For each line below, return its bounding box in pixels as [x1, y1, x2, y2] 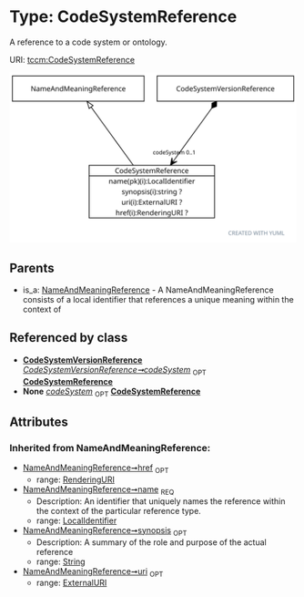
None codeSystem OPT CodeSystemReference [22, 386, 201, 398]
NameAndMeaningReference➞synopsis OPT [22, 524, 187, 538]
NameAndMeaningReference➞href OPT [22, 462, 169, 475]
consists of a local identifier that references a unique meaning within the [22, 294, 294, 305]
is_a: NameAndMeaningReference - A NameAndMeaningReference [22, 284, 275, 295]
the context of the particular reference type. [35, 505, 202, 516]
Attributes [9, 414, 68, 429]
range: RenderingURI [35, 474, 116, 485]
